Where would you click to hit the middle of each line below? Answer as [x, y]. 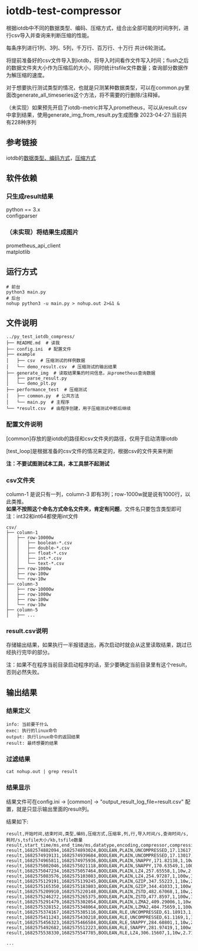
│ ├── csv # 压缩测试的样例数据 [46, 361]
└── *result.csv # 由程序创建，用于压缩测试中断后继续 [69, 409]
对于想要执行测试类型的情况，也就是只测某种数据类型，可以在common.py [95, 87]
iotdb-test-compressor [64, 11]
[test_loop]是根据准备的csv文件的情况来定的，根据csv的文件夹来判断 [90, 451]
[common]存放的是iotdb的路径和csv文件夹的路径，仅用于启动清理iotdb [92, 438]
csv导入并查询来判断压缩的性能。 [52, 35]
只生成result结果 [30, 197]
